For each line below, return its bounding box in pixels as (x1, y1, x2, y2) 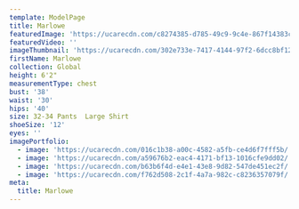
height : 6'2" (9, 71, 58, 80)
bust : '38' (9, 87, 50, 96)
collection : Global (9, 63, 82, 72)
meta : (9, 179, 29, 188)
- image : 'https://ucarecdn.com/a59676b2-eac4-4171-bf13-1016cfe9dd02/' (17, 153, 293, 163)
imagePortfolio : (9, 137, 69, 146)
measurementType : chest (9, 79, 98, 88)
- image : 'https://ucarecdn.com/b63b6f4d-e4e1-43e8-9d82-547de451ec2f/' (17, 162, 293, 171)
